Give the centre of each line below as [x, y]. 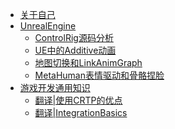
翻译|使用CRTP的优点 [78, 100]
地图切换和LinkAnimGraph [88, 62]
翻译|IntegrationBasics [81, 112]
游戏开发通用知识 [55, 87]
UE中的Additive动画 [75, 50]
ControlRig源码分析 [74, 37]
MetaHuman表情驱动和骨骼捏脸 [99, 75]
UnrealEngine [48, 26]
